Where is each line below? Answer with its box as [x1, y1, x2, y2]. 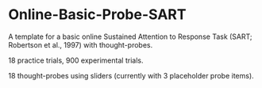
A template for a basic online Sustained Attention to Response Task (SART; [8, 32, 252, 41]
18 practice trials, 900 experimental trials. [8, 55, 144, 65]
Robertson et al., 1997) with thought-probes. [8, 40, 153, 49]
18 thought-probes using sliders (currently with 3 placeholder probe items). [8, 71, 254, 80]
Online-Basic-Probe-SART [8, 6, 187, 24]
